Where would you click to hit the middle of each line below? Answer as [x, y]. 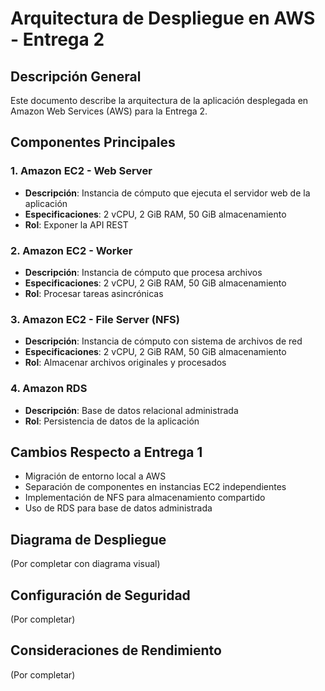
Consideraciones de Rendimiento [116, 650]
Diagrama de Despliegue [88, 539]
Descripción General [76, 76]
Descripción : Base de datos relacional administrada [131, 410]
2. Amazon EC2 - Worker [71, 250]
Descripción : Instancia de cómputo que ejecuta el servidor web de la [167, 193]
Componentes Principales [93, 142]
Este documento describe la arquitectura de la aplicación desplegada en [159, 100]
